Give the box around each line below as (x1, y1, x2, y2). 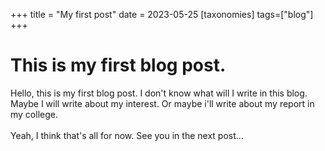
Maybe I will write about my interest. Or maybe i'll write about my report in (10, 97, 315, 109)
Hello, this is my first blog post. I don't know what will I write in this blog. (10, 87, 308, 99)
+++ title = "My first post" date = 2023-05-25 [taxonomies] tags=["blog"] (10, 9, 314, 20)
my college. (10, 108, 58, 120)
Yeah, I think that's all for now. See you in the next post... (10, 129, 244, 141)
